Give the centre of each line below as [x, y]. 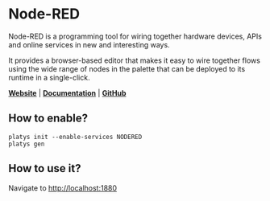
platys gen [27, 144]
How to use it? [45, 168]
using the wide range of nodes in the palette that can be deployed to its [127, 68]
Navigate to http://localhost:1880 [63, 188]
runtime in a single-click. [49, 77]
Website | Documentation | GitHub [67, 92]
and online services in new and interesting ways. [89, 44]
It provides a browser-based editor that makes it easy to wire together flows [134, 60]
